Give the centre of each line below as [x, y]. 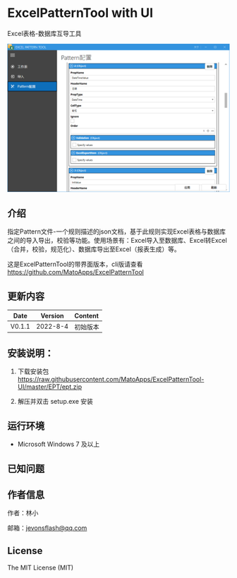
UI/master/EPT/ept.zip [50, 387]
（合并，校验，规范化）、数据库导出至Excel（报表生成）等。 [94, 249]
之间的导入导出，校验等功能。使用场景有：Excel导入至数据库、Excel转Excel [117, 241]
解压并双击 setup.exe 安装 [55, 402]
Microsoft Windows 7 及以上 [59, 444]
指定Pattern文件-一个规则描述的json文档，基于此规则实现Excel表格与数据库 [116, 231]
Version [53, 315]
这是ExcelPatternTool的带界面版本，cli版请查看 [75, 264]
